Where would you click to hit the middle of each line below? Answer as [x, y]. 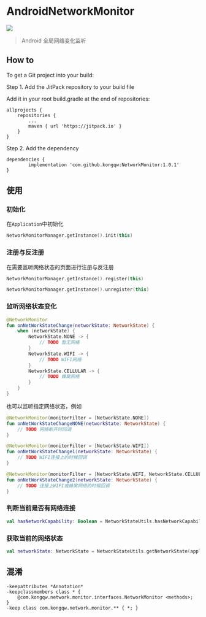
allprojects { [25, 110]
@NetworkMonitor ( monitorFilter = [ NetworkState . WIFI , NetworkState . [96, 474]
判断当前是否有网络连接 [41, 508]
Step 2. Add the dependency [43, 148]
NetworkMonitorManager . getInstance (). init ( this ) [70, 236]
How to [20, 60]
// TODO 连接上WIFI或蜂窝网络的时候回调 [64, 486]
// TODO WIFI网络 [60, 359]
